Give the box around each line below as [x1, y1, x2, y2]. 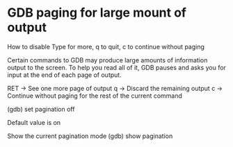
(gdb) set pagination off [7, 105, 75, 113]
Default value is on [7, 118, 61, 126]
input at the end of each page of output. [7, 71, 122, 79]
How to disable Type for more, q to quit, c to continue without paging [7, 42, 205, 51]
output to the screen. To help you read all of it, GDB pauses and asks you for [7, 63, 226, 71]
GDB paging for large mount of [7, 5, 186, 21]
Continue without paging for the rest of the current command [7, 92, 183, 100]
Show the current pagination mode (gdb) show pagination [7, 132, 173, 140]
